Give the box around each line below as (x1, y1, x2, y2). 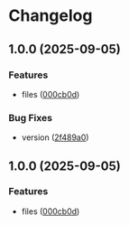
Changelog (8, 5, 93, 26)
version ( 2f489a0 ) (21, 132, 89, 143)
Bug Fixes (8, 111, 53, 124)
